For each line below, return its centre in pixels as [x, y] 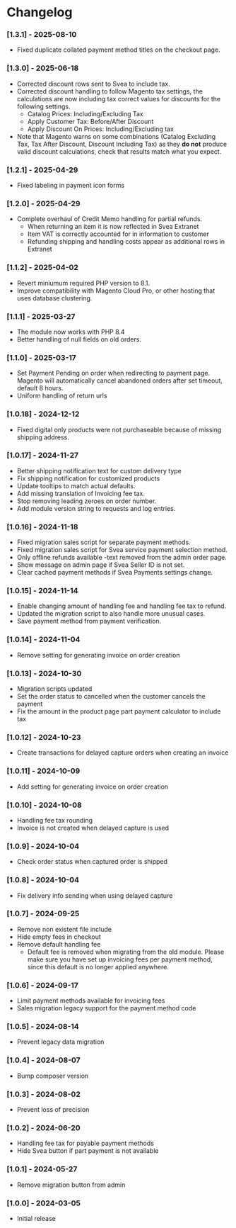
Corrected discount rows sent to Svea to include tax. [93, 84]
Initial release [36, 1218]
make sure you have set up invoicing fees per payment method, [120, 959]
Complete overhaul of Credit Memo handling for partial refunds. [110, 219]
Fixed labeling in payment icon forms [71, 186]
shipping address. [43, 437]
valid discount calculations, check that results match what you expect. [119, 151]
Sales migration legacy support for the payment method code [106, 1008]
